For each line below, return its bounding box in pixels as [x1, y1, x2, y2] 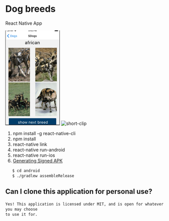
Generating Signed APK [12, 157, 63, 163]
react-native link [12, 141, 48, 147]
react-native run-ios [12, 152, 55, 158]
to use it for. [5, 212, 38, 217]
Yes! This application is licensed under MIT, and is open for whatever [5, 201, 164, 207]
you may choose [5, 207, 38, 212]
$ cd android [12, 168, 40, 173]
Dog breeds [5, 3, 56, 15]
